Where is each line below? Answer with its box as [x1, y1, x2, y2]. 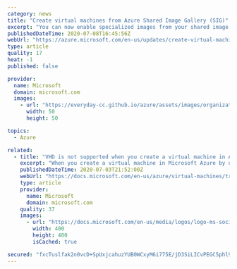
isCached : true [32, 238, 78, 245]
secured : [7, 251, 33, 258]
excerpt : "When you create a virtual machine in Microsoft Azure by [20, 160, 226, 167]
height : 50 [25, 115, 59, 122]
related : [7, 146, 33, 154]
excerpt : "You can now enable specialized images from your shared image [7, 23, 229, 30]
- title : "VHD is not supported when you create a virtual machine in [13, 153, 226, 161]
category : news [7, 10, 52, 18]
